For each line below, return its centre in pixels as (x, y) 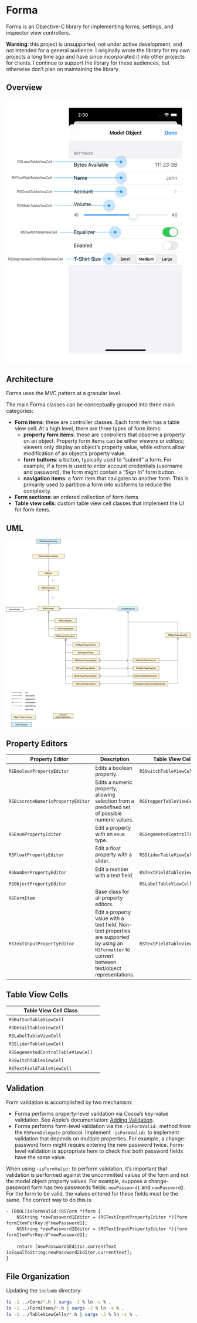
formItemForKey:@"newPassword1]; (47, 1223)
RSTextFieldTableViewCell (40, 1069)
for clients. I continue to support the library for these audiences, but (88, 63)
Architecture (30, 379)
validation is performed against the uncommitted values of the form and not (97, 1175)
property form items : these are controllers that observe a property (104, 435)
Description (115, 759)
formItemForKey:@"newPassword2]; (47, 1235)
